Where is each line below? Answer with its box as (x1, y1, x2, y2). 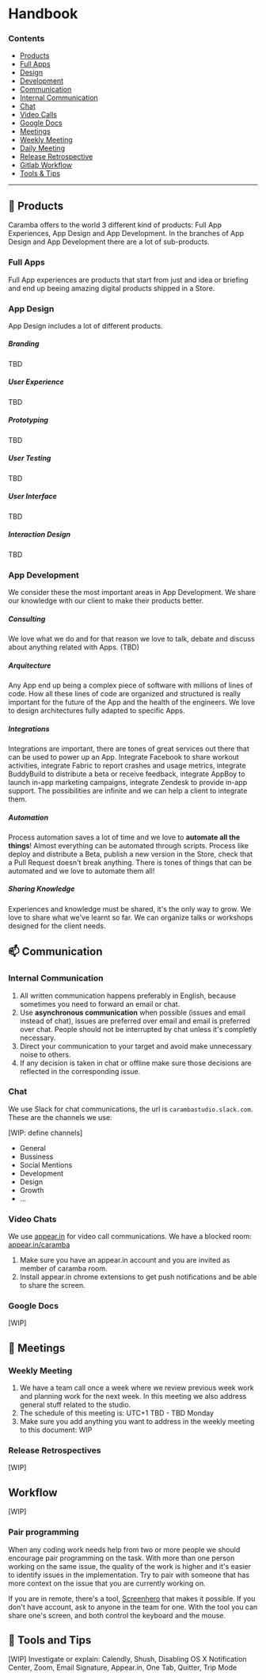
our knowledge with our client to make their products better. (8, 596, 204, 605)
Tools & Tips (19, 169, 61, 178)
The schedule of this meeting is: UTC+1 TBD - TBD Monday (19, 1408, 214, 1418)
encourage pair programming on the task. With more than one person (8, 1553, 235, 1563)
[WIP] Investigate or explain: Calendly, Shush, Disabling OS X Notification (8, 1655, 247, 1664)
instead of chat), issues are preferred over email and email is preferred (19, 1015, 251, 1026)
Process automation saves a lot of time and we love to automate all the (8, 832, 241, 842)
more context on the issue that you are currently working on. (8, 1578, 206, 1588)
